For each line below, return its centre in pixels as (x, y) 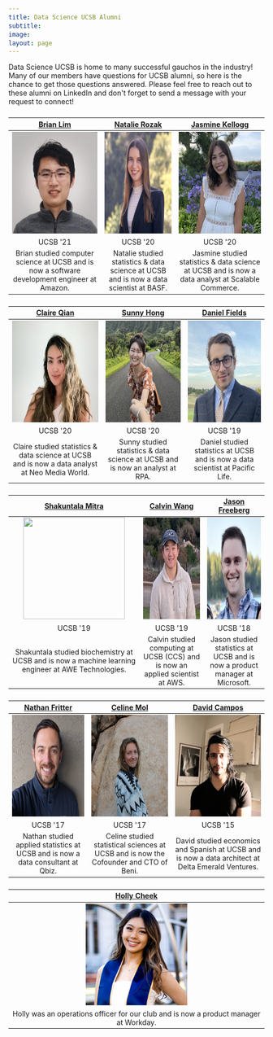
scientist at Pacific (224, 468)
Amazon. (55, 288)
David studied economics (218, 840)
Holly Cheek (136, 896)
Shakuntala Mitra (74, 505)
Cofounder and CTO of (130, 862)
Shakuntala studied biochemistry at (74, 652)
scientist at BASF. (138, 288)
